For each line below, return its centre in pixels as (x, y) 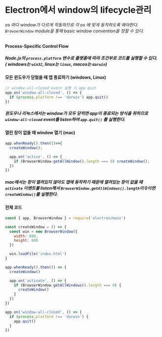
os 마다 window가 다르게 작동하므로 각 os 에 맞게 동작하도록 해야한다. (72, 24)
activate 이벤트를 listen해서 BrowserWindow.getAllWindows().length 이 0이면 (80, 188)
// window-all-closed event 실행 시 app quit (51, 88)
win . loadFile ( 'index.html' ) (38, 254)
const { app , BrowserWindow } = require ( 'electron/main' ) (65, 218)
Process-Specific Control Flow (37, 46)
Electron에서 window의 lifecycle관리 (78, 10)
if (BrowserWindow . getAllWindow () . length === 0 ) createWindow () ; (82, 161)
